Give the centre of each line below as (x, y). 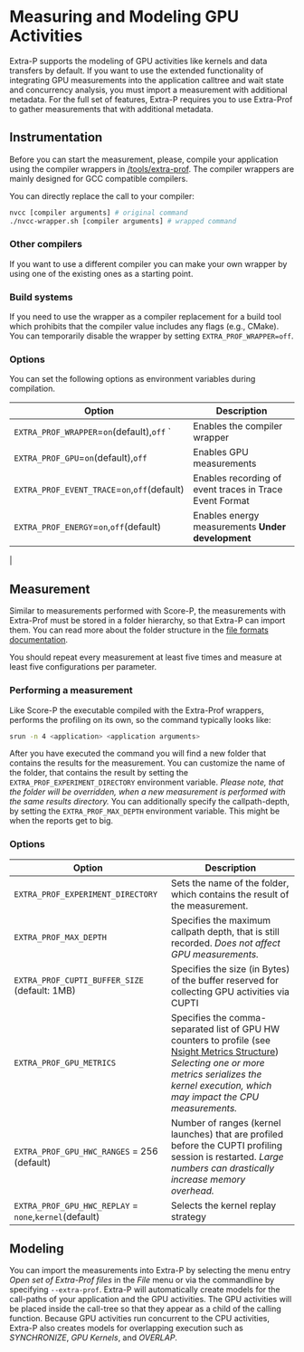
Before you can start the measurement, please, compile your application (144, 159)
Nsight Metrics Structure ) (225, 1052)
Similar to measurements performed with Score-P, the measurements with (148, 611)
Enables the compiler (238, 426)
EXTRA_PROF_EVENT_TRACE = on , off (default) (99, 490)
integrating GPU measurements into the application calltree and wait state (147, 80)
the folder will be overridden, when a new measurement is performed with (147, 792)
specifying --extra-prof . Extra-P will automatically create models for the (145, 1290)
